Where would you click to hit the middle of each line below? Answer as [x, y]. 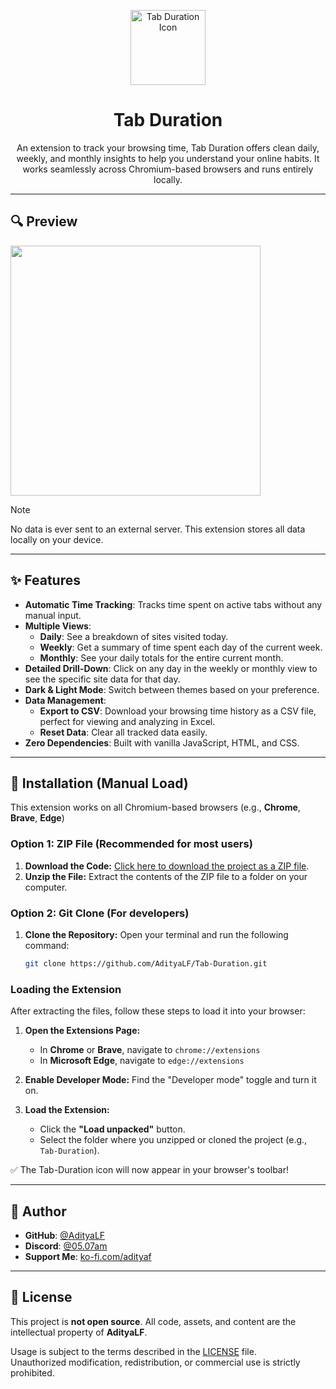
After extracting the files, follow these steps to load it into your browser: [158, 1011]
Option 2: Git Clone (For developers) [100, 913]
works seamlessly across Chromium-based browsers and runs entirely [168, 169]
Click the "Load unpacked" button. [112, 1129]
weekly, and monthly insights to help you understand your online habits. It [168, 158]
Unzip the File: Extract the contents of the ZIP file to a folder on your [166, 876]
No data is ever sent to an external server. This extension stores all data [158, 529]
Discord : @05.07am [66, 1246]
